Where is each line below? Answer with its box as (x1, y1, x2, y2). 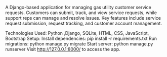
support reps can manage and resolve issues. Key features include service (5, 15, 161, 21)
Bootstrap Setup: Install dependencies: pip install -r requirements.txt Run (5, 35, 157, 41)
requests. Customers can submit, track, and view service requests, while (5, 10, 157, 16)
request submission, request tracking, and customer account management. (5, 20, 162, 26)
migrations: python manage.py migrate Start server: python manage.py (5, 41, 153, 47)
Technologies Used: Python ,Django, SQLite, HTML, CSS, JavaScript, (5, 30, 149, 36)
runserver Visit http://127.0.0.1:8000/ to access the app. (5, 46, 120, 52)
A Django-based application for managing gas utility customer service (5, 5, 152, 10)
